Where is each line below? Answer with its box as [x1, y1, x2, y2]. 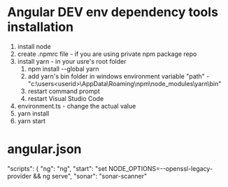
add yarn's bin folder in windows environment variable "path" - [27, 71, 210, 81]
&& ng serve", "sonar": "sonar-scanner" [32, 172, 148, 180]
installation [7, 19, 74, 35]
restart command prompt [27, 87, 100, 95]
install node [17, 42, 51, 50]
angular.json [7, 141, 82, 158]
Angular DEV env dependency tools [7, 4, 219, 20]
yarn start [17, 116, 46, 125]
